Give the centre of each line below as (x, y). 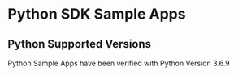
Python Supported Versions (80, 44)
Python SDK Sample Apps (97, 14)
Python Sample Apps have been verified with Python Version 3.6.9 (119, 63)
